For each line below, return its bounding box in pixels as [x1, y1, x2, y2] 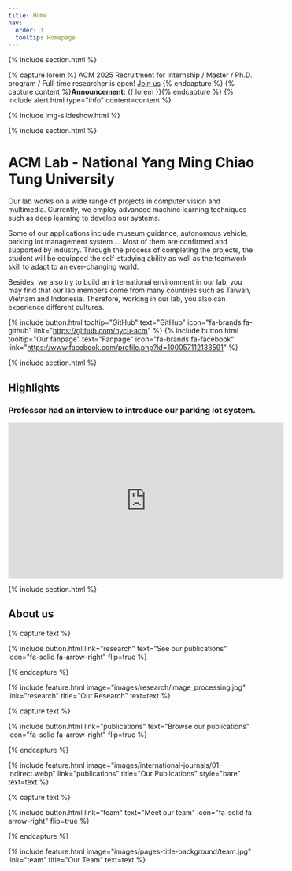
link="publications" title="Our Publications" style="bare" [57, 769, 242, 778]
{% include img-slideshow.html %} [8, 111, 120, 121]
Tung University [8, 170, 116, 188]
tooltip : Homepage [15, 33, 76, 42]
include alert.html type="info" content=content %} [8, 95, 172, 105]
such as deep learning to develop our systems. [8, 214, 161, 223]
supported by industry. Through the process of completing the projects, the [8, 245, 253, 255]
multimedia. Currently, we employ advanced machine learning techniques [8, 205, 247, 214]
